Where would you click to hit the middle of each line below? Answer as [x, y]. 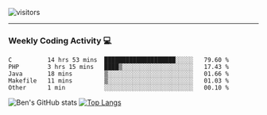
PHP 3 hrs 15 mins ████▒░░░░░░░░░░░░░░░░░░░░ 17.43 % [118, 67]
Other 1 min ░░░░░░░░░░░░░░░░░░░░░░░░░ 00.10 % [118, 88]
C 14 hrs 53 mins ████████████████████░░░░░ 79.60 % [118, 60]
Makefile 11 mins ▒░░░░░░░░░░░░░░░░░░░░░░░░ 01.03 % [118, 81]
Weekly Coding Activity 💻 [60, 40]
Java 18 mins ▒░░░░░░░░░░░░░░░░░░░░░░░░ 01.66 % [118, 74]
